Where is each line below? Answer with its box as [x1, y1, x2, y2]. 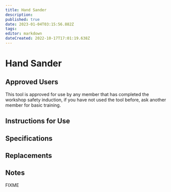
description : [5, 12, 33, 17]
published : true [5, 17, 40, 22]
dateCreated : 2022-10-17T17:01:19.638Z [5, 36, 90, 41]
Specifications [5, 134, 53, 143]
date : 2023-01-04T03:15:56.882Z [5, 21, 74, 27]
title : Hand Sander [5, 7, 47, 13]
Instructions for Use [5, 117, 70, 125]
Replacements [5, 151, 53, 160]
